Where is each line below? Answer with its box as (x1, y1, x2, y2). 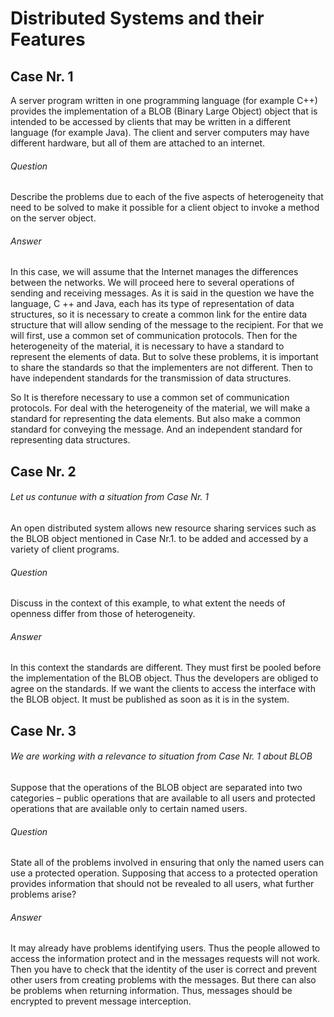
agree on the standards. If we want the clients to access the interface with (10, 683, 316, 695)
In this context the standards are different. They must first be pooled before (10, 662, 322, 674)
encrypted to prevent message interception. (10, 995, 192, 1007)
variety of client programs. (10, 543, 120, 555)
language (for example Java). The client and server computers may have (10, 127, 310, 138)
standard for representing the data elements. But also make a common (10, 413, 302, 425)
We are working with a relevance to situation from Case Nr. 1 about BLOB (10, 750, 313, 762)
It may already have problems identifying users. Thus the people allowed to (10, 942, 321, 954)
